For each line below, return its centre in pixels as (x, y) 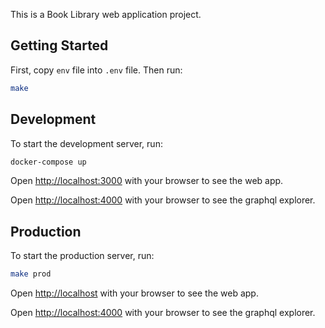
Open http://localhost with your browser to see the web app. (134, 293)
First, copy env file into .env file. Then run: (96, 70)
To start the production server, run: (82, 256)
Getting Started (59, 45)
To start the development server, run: (86, 143)
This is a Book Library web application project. (106, 14)
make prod (31, 274)
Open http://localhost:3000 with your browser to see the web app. (147, 181)
